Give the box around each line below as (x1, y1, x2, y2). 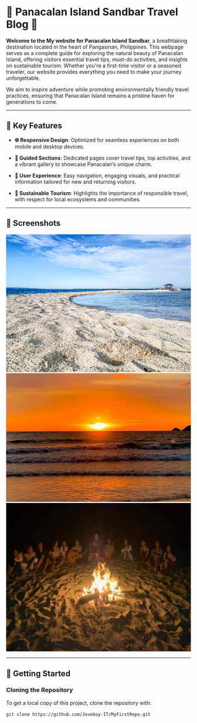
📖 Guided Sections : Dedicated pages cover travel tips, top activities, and (14, 154, 191, 161)
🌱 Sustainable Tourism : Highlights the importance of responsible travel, (14, 189, 189, 196)
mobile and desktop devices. (14, 143, 85, 150)
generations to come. (6, 98, 57, 105)
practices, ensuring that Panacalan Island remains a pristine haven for (6, 92, 175, 99)
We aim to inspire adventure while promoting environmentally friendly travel (6, 86, 189, 93)
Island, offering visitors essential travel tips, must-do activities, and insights (6, 56, 188, 63)
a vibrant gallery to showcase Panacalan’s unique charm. (14, 161, 152, 168)
